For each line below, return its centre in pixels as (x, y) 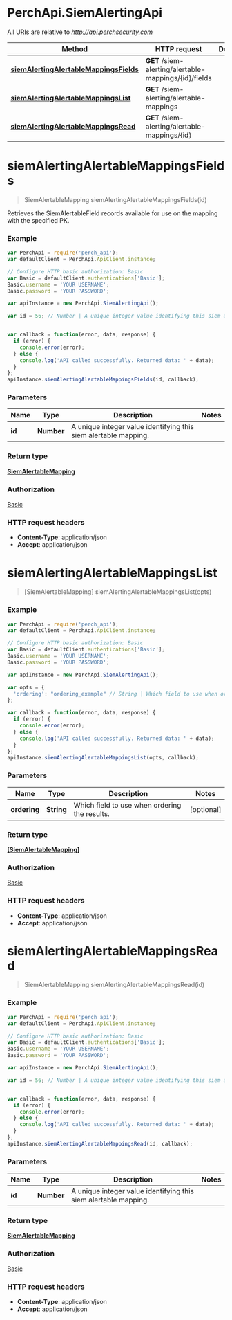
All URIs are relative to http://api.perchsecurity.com (80, 32)
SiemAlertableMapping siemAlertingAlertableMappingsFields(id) (115, 199)
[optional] (205, 809)
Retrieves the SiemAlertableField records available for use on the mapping (113, 213)
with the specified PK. (38, 220)
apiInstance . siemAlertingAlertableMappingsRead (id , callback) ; (100, 1143)
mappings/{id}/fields (178, 78)
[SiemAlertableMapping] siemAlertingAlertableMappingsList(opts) (118, 592)
